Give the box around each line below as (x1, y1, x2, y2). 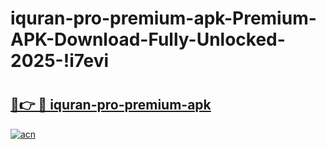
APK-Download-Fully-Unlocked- (10, 28, 286, 51)
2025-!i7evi (10, 50, 110, 72)
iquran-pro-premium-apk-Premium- (10, 7, 317, 30)
